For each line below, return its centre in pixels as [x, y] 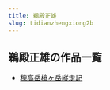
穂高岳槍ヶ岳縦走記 [51, 78]
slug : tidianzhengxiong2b [51, 23]
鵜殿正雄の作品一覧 [55, 57]
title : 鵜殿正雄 [32, 16]
